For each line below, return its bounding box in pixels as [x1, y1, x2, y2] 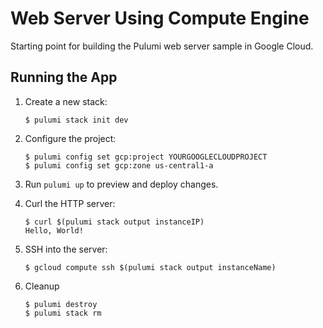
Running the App [10, 69, 118, 86]
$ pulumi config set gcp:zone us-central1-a [24, 160, 214, 171]
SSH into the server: [24, 243, 108, 255]
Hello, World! [24, 225, 84, 236]
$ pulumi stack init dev [24, 115, 129, 125]
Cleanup [24, 280, 60, 292]
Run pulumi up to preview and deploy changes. [24, 178, 219, 190]
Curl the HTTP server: [24, 197, 116, 209]
